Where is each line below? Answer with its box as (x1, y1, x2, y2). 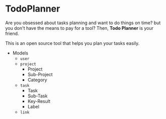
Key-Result (27, 98, 50, 104)
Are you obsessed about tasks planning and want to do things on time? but (5, 20, 161, 26)
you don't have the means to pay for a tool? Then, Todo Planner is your (5, 25, 154, 31)
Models (12, 50, 29, 56)
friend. (5, 30, 19, 36)
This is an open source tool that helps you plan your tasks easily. (5, 40, 140, 46)
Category (27, 77, 47, 83)
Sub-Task (27, 93, 48, 99)
